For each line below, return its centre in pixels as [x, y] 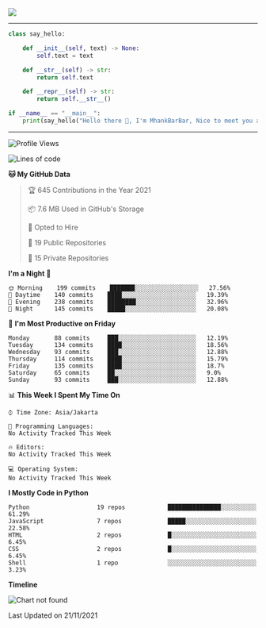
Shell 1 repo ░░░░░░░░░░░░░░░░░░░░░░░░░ [133, 563]
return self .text [65, 77]
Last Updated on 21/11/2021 [53, 615]
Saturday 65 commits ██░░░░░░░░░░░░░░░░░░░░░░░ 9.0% [115, 372]
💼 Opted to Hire [53, 227]
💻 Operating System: [44, 469]
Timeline [23, 584]
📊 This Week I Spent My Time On [64, 395]
